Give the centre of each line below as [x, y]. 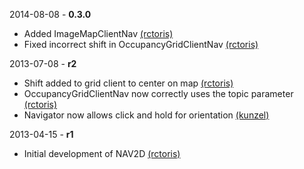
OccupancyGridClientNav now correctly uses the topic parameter [158, 93]
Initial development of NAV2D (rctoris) [102, 153]
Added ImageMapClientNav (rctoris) [98, 33]
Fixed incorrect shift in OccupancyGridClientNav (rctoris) [141, 44]
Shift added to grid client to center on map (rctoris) [128, 83]
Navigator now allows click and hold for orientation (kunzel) [146, 115]
